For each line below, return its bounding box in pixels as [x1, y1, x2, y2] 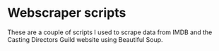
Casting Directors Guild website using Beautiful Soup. [7, 35, 164, 43]
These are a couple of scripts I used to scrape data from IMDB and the [7, 28, 213, 36]
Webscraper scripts [7, 5, 126, 21]
